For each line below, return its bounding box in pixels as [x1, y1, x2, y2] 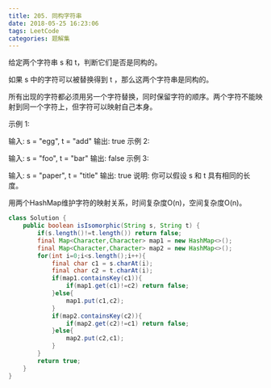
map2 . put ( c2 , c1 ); [65, 335, 125, 343]
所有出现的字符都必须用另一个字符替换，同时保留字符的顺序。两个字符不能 [8, 92, 256, 102]
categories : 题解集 [8, 34, 70, 43]
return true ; [37, 356, 81, 365]
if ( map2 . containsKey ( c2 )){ [51, 312, 143, 320]
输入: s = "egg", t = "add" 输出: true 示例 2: [8, 137, 150, 146]
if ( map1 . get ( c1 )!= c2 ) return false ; [65, 282, 190, 290]
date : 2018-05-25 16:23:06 [8, 19, 99, 27]
